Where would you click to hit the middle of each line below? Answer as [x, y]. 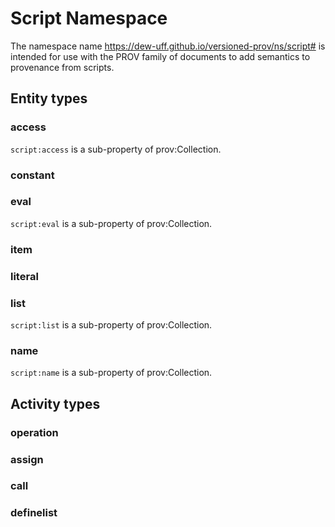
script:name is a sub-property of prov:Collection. [111, 373]
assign [27, 459]
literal [24, 276]
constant [32, 175]
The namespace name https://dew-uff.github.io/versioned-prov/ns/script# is [168, 46]
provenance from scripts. [62, 67]
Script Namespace [89, 18]
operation [34, 432]
